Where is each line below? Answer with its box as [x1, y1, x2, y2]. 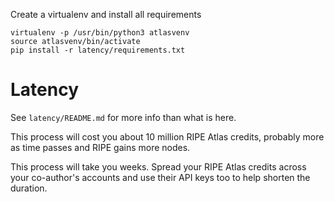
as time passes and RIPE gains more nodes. [10, 141, 191, 153]
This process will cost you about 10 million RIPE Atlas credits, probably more [10, 130, 325, 143]
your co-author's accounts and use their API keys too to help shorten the [10, 171, 311, 183]
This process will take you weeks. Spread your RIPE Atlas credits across [10, 160, 307, 173]
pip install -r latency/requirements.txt [10, 45, 186, 55]
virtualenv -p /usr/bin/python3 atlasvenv [10, 28, 190, 38]
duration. [10, 182, 48, 194]
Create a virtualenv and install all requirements [10, 9, 202, 20]
